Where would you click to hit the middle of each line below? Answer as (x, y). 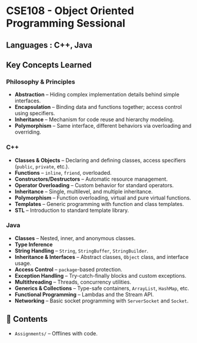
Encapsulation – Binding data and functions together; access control (98, 107)
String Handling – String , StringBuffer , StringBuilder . (81, 251)
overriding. (28, 132)
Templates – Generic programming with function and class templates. (99, 204)
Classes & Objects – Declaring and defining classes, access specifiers (100, 160)
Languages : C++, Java (49, 45)
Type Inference (34, 244)
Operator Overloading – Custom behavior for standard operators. (94, 185)
